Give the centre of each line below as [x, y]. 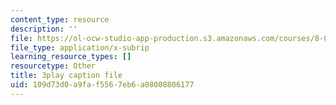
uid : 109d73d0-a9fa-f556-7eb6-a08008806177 [102, 85]
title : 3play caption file [66, 76]
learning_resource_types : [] [71, 57]
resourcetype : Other [53, 66]
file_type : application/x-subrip [80, 47]
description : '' [44, 29]
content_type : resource [60, 19]
